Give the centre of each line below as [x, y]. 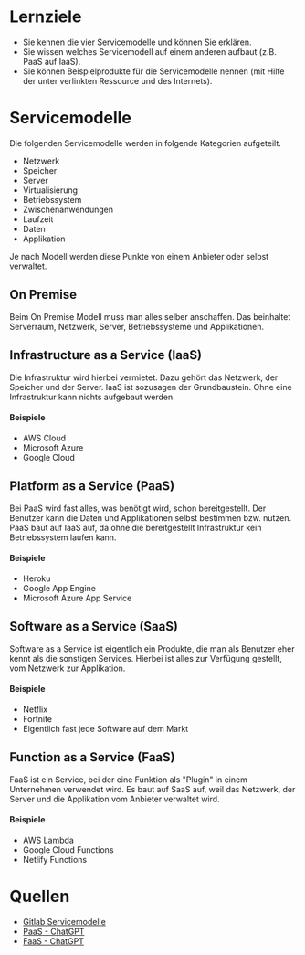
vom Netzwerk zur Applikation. [68, 668]
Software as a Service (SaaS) [94, 626]
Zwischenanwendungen [68, 209]
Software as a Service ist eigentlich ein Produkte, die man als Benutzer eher [152, 648]
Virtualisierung [50, 190]
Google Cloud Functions [68, 849]
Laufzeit [38, 219]
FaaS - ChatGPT [53, 941]
